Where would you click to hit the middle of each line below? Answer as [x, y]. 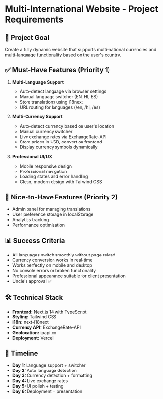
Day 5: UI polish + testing [38, 386]
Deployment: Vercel [33, 338]
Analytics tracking [30, 219]
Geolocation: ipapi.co [34, 333]
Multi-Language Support [38, 82]
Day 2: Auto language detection [44, 370]
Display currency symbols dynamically [58, 147]
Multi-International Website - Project [81, 9]
